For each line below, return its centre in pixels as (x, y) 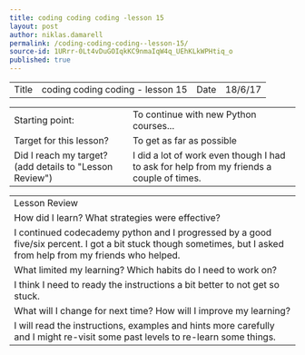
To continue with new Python (195, 114)
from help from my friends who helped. (97, 255)
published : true (40, 60)
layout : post (34, 26)
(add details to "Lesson (64, 167)
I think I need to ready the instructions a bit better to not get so (147, 285)
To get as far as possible (185, 140)
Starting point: (44, 120)
